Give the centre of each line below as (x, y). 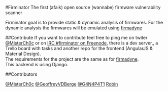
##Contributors (21, 74)
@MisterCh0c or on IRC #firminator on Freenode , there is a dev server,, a (82, 43)
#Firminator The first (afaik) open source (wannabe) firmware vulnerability (83, 7)
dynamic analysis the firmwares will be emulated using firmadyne (74, 28)
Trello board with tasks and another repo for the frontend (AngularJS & (79, 48)
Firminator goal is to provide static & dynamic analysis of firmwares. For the (84, 22)
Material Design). (23, 54)
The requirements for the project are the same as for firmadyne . (72, 59)
